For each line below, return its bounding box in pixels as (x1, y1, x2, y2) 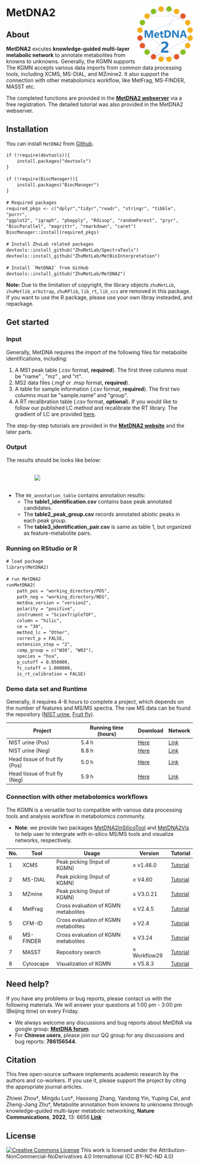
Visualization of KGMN (56, 960, 111, 968)
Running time (89, 724, 124, 731)
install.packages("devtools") (17, 158, 92, 164)
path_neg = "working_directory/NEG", (17, 594, 110, 600)
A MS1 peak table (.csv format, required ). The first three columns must (14, 366, 188, 374)
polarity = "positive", (17, 606, 76, 612)
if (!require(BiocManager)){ (6, 175, 78, 182)
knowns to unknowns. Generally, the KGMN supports (6, 58, 135, 65)
